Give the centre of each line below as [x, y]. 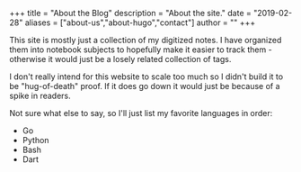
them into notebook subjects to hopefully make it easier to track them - [141, 50]
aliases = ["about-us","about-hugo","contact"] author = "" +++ [140, 23]
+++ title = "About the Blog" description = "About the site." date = [130, 13]
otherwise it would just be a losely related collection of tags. [120, 59]
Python [35, 140]
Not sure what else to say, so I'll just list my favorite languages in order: [141, 113]
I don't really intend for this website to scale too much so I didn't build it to [146, 77]
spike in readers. [40, 95]
